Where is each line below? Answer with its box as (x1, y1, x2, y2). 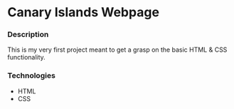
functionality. (7, 53, 46, 62)
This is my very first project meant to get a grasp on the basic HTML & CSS (7, 45, 228, 54)
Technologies (7, 71, 55, 81)
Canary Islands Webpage (7, 4, 160, 21)
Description (7, 30, 49, 40)
